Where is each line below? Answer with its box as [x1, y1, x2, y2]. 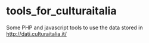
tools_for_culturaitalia [6, 4, 117, 18]
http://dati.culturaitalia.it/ [6, 30, 67, 37]
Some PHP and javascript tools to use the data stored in [6, 24, 143, 31]
